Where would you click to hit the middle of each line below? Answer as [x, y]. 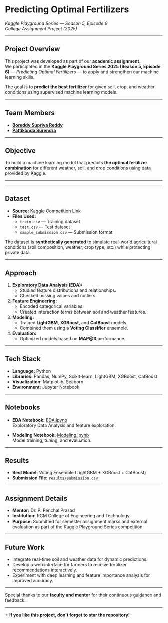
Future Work [25, 547]
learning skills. [20, 77]
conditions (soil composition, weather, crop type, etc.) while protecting [78, 247]
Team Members [30, 113]
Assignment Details [36, 498]
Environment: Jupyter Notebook [46, 387]
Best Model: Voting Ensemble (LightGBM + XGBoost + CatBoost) [79, 473]
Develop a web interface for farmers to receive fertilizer [70, 565]
